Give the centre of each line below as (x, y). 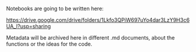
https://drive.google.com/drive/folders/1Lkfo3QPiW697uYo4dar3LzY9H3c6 (98, 20)
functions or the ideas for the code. (49, 44)
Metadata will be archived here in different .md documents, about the (91, 38)
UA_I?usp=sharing (29, 26)
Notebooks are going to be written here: (55, 9)
